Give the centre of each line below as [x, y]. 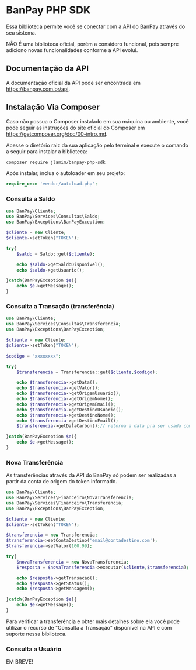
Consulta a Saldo [31, 199]
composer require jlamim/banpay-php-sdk [56, 162]
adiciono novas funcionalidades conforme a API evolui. [72, 50]
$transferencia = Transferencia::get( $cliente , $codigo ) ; [87, 372]
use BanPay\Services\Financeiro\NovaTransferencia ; [70, 498]
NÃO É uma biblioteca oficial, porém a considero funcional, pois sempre [92, 44]
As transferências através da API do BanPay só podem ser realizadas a [91, 475]
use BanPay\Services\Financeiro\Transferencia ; [65, 503]
